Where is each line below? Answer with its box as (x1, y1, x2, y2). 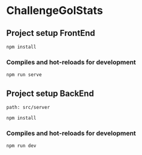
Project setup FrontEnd (6, 28, 95, 38)
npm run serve (6, 72, 42, 78)
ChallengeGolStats (6, 4, 103, 18)
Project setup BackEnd (6, 88, 94, 98)
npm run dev (6, 143, 36, 149)
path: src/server (6, 105, 50, 111)
